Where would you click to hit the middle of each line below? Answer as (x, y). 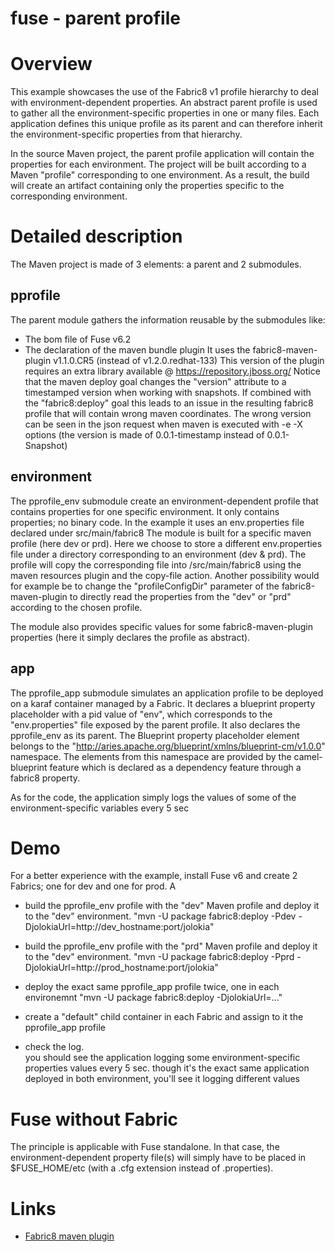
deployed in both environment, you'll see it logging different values (162, 1079)
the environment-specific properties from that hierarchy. (126, 134)
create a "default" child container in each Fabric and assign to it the (164, 1017)
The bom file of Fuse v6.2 (78, 339)
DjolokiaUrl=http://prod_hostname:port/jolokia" (121, 968)
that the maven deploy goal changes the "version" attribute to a (155, 381)
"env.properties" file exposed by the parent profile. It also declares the (155, 724)
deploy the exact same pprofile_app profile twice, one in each (152, 987)
